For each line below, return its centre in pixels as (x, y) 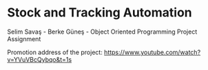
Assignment (24, 38)
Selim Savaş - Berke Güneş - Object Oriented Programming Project (102, 32)
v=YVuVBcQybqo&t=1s (40, 59)
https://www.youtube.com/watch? (153, 52)
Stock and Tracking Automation (100, 13)
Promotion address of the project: (55, 52)
